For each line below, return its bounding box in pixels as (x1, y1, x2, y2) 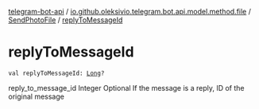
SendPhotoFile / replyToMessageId (8, 15, 123, 25)
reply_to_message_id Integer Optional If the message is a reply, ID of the (8, 83, 245, 92)
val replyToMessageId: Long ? (8, 69, 105, 77)
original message (8, 91, 65, 101)
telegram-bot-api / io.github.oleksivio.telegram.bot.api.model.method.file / (8, 7, 252, 16)
